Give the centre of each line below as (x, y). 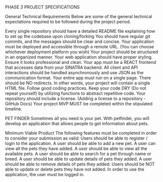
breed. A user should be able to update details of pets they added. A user (79, 159)
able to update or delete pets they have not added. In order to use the (75, 169)
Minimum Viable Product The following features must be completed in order (81, 133)
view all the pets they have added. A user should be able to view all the (76, 149)
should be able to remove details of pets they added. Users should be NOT (80, 164)
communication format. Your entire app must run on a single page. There (78, 78)
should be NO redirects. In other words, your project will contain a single (78, 83)
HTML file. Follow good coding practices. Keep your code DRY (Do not (76, 88)
